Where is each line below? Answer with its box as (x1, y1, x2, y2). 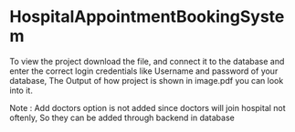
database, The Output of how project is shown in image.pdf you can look (9, 75, 284, 86)
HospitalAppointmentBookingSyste (9, 6, 285, 27)
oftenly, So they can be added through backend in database (9, 112, 235, 123)
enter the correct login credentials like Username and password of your (9, 66, 279, 76)
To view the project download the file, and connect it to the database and (9, 56, 285, 66)
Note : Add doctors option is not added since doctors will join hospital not (9, 102, 286, 113)
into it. (9, 85, 34, 96)
